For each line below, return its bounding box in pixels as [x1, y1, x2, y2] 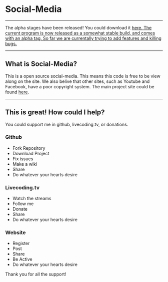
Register [12, 241, 30, 247]
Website [5, 229, 26, 236]
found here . [5, 89, 29, 95]
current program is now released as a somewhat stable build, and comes [5, 30, 155, 36]
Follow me [12, 201, 34, 207]
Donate [12, 206, 28, 212]
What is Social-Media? [5, 60, 77, 68]
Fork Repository [12, 145, 45, 151]
